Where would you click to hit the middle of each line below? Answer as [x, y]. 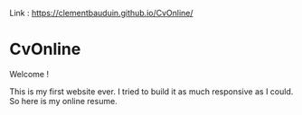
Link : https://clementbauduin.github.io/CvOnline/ [101, 13]
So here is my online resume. [63, 101]
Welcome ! [29, 74]
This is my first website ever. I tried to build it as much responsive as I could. [151, 91]
